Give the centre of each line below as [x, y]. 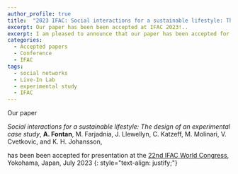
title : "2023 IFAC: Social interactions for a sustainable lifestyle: [115, 21]
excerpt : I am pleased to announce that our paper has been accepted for [119, 34]
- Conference [33, 54]
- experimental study [46, 86]
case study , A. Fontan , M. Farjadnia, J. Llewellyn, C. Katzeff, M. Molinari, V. [117, 134]
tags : [15, 66]
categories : [25, 40]
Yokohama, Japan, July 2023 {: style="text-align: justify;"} [93, 163]
